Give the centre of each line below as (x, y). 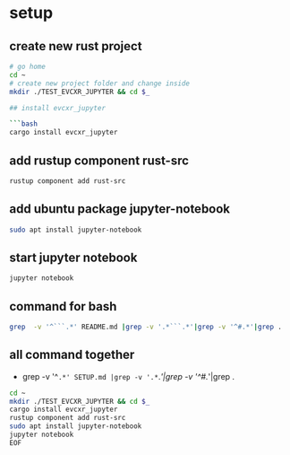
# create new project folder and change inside (100, 83)
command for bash (63, 306)
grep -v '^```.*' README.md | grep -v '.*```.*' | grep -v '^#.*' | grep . (145, 327)
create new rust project (76, 46)
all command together (72, 355)
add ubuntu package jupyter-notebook (120, 209)
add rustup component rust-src (99, 160)
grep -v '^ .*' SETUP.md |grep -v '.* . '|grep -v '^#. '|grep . (128, 376)
